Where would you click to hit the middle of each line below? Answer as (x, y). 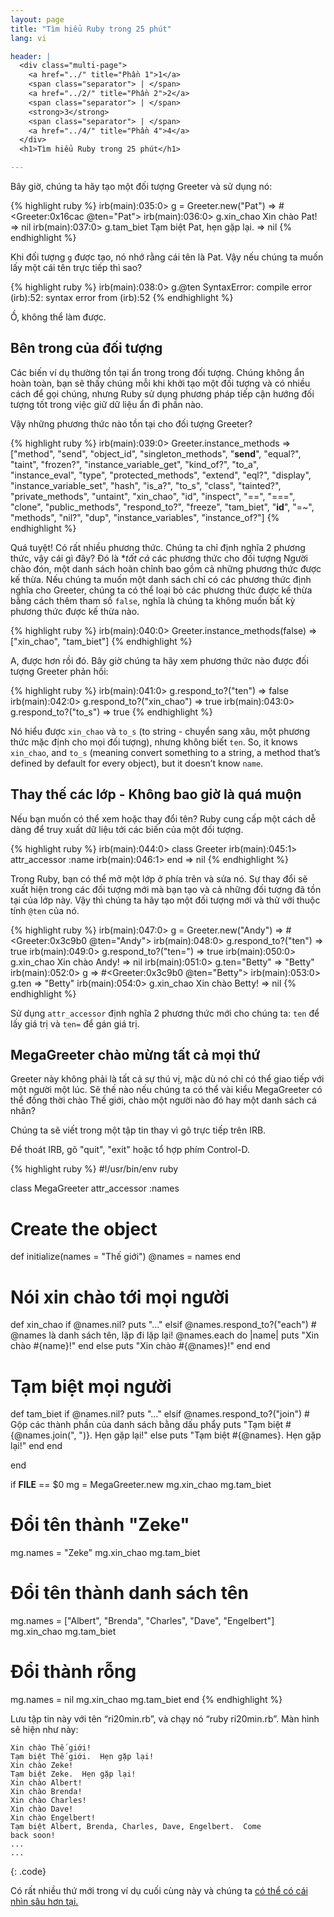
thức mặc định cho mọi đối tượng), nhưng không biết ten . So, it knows (154, 742)
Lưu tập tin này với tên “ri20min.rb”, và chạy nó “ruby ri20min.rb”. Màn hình (165, 1719)
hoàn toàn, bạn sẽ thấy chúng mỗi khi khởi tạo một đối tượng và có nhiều (160, 383)
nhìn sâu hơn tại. (44, 1902)
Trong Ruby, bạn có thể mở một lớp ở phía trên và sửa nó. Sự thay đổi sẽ (159, 878)
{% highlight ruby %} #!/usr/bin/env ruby (94, 1169)
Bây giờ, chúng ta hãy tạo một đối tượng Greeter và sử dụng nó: (141, 186)
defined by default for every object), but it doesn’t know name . (137, 763)
